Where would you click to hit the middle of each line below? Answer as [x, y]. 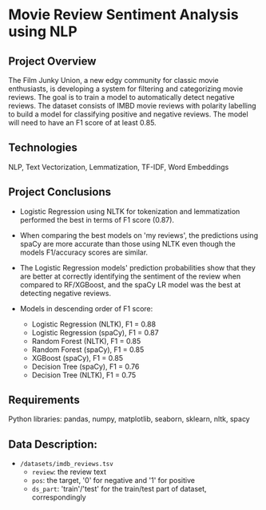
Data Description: [53, 444]
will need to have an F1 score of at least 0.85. [83, 123]
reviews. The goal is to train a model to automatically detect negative [121, 97]
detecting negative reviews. [66, 293]
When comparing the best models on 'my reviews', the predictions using [139, 235]
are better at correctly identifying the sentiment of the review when [130, 276]
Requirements [44, 400]
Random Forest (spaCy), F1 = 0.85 [88, 350]
